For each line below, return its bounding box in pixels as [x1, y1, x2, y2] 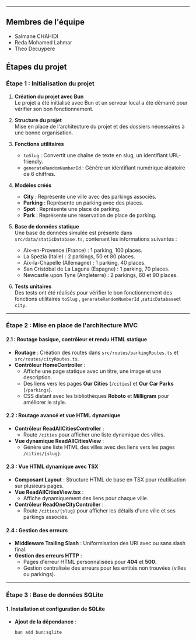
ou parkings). [23, 571, 55, 578]
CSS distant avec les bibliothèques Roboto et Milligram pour [23, 392, 169, 399]
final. [14, 546, 27, 553]
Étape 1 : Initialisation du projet [6, 79, 95, 88]
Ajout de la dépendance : [14, 618, 77, 625]
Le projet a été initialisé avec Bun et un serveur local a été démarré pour [14, 99, 188, 106]
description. [23, 373, 52, 380]
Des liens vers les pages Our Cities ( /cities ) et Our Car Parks [23, 380, 174, 387]
